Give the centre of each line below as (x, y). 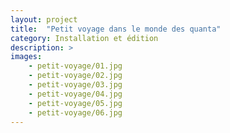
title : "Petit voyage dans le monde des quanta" (116, 29)
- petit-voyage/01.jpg (75, 66)
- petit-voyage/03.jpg (75, 85)
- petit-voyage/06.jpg (75, 112)
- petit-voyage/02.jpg (75, 76)
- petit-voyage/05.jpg (75, 103)
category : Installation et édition (84, 38)
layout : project (44, 19)
